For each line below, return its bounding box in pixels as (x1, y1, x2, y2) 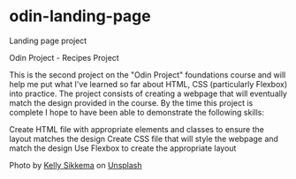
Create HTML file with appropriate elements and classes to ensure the (9, 123, 265, 134)
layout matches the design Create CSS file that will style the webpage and (9, 133, 278, 144)
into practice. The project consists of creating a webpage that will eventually (9, 88, 287, 99)
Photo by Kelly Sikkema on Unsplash (9, 160, 143, 170)
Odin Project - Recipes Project (9, 52, 119, 63)
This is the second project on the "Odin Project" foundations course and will (9, 69, 286, 80)
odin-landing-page (9, 6, 152, 26)
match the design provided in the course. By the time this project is (9, 97, 254, 108)
